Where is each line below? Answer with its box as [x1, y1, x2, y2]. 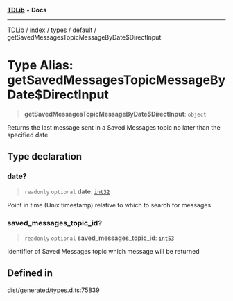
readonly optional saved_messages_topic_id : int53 [24, 234, 175, 242]
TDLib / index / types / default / [7, 26, 97, 34]
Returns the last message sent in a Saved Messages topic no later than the [7, 123, 221, 131]
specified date [7, 130, 49, 139]
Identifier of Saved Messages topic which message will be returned [7, 247, 200, 255]
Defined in [7, 267, 53, 279]
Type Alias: [7, 58, 74, 74]
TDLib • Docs [7, 6, 47, 14]
